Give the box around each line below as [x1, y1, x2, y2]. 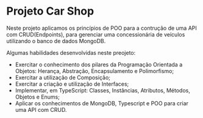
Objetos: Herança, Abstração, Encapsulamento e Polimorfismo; [15, 67, 174, 74]
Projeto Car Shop [6, 4, 94, 18]
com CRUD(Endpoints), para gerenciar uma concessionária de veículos [6, 30, 185, 38]
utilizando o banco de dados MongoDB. [6, 37, 106, 44]
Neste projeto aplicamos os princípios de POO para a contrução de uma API [6, 24, 197, 32]
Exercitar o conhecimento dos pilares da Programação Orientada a [15, 61, 183, 68]
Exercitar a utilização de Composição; [15, 74, 111, 81]
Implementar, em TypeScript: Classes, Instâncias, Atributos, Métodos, [15, 86, 190, 94]
